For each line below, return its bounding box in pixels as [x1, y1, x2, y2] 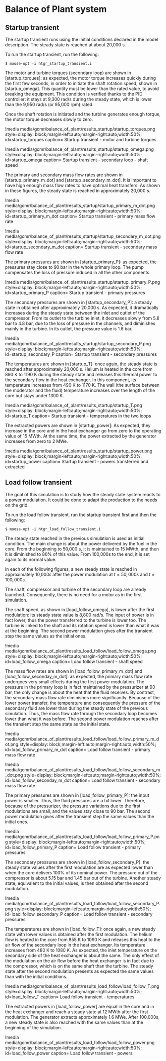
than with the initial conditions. [5, 973, 68, 979]
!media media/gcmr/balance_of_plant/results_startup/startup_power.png [5, 448, 153, 454]
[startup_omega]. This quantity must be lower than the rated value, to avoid [5, 86, 159, 92]
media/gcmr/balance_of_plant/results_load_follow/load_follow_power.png [5, 1039, 155, 1046]
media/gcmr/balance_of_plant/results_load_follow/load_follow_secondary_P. [5, 900, 160, 906]
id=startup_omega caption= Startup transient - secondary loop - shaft [5, 157, 148, 163]
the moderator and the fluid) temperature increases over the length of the [5, 387, 155, 393]
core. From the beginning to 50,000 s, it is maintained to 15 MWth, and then [5, 546, 159, 552]
